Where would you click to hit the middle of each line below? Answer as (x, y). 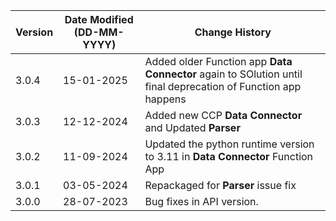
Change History (233, 32)
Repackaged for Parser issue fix (220, 185)
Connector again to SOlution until (223, 74)
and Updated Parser (192, 127)
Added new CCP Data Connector (223, 115)
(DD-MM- (99, 32)
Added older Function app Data (218, 61)
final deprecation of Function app (223, 86)
